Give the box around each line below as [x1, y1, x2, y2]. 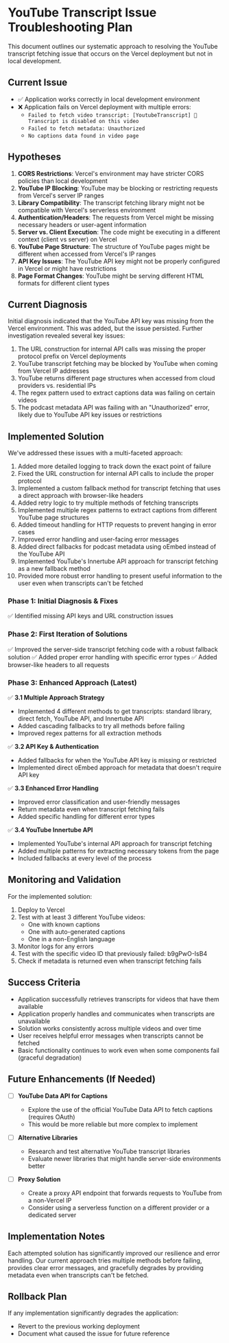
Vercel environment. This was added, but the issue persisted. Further [8, 325, 203, 333]
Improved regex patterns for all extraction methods [17, 729, 162, 737]
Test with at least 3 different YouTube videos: [17, 913, 146, 921]
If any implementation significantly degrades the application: [8, 1309, 179, 1318]
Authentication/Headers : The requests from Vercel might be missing [17, 213, 215, 221]
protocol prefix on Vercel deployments [17, 352, 126, 360]
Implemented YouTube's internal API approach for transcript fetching [17, 840, 213, 848]
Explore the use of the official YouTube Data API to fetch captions [27, 1105, 213, 1113]
